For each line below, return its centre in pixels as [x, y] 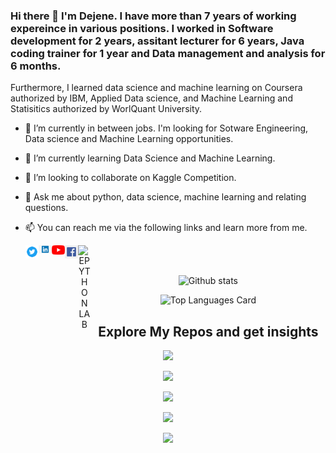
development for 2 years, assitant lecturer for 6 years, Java [157, 41]
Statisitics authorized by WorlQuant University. [106, 109]
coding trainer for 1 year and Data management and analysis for [168, 53]
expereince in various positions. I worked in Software [142, 28]
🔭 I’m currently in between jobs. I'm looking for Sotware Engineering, [166, 128]
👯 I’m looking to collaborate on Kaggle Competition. [130, 178]
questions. [46, 208]
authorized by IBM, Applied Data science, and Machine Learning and [151, 98]
